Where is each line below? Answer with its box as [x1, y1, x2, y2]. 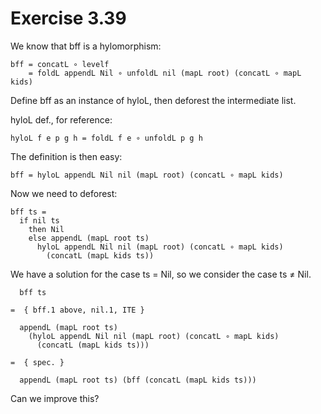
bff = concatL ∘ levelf [10, 59, 110, 69]
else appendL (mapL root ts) [28, 233, 150, 243]
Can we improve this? [10, 392, 100, 404]
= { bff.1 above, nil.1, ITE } [10, 305, 145, 315]
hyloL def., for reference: [10, 113, 113, 126]
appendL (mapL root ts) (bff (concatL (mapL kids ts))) [19, 375, 257, 385]
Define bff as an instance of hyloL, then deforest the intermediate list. [10, 94, 297, 106]
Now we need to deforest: [10, 187, 118, 199]
